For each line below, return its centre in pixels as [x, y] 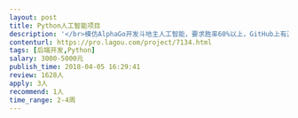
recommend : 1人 [36, 91]
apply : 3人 [29, 83]
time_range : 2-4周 [43, 100]
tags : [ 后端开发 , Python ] [52, 51]
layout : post [33, 17]
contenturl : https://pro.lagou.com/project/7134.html [111, 42]
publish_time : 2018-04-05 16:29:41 [75, 67]
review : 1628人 [36, 75]
